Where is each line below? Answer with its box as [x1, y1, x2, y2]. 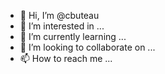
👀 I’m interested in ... [19, 20, 105, 32]
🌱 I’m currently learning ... [19, 31, 127, 42]
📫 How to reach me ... [19, 53, 113, 64]
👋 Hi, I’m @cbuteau [19, 10, 100, 21]
